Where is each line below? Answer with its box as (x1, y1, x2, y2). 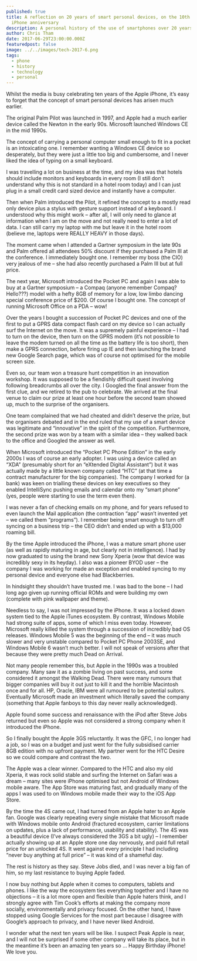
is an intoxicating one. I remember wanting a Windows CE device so (6, 145, 170, 152)
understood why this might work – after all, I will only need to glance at (6, 211, 176, 218)
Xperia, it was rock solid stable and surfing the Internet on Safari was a (6, 771, 178, 778)
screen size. (6, 358, 36, 365)
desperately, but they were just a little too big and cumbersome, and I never (6, 151, 189, 158)
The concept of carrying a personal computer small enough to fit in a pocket (6, 138, 191, 145)
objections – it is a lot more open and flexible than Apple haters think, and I (6, 893, 186, 900)
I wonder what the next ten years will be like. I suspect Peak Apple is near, (6, 930, 185, 937)
